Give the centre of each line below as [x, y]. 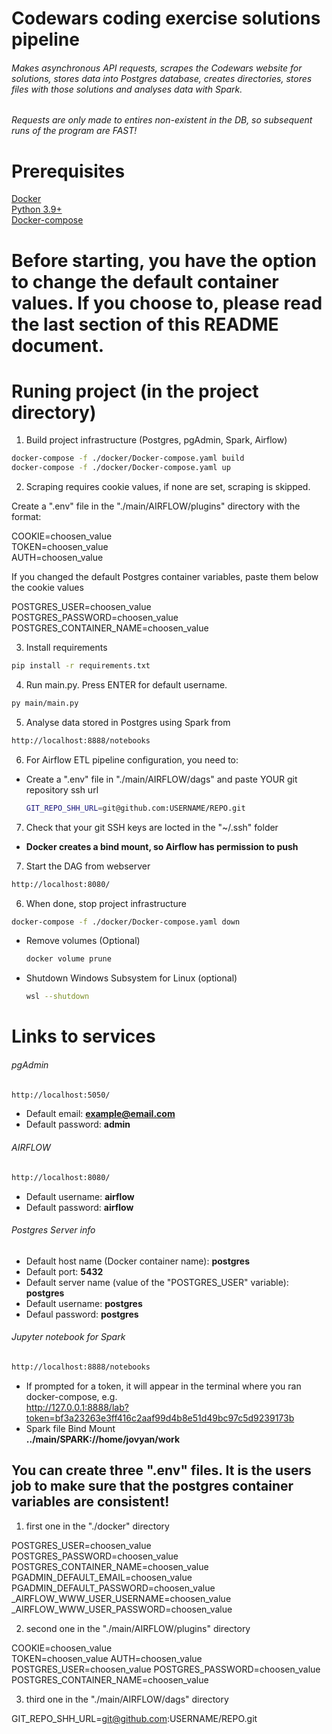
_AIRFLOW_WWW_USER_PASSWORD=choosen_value [122, 1609]
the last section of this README [145, 324]
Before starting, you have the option [164, 260]
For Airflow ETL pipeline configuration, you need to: [132, 759]
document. [57, 345]
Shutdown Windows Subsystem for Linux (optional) [131, 978]
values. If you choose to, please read [167, 303]
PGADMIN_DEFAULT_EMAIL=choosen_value [102, 1577]
